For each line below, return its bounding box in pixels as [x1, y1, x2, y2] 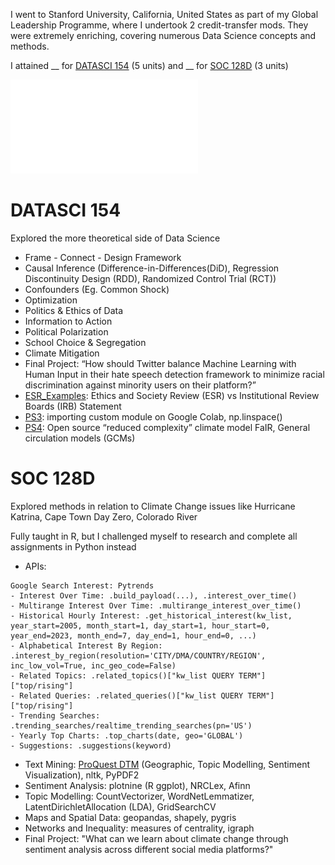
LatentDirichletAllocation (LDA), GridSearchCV [24, 800, 217, 813]
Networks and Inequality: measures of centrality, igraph [24, 822, 255, 834]
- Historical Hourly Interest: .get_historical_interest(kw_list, [10, 610, 293, 621]
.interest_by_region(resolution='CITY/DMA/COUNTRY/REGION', [10, 650, 267, 661]
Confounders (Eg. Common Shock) [24, 283, 170, 295]
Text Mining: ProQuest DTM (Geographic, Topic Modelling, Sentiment [24, 758, 311, 770]
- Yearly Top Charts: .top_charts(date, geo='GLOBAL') [10, 730, 244, 741]
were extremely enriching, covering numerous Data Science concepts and [10, 30, 317, 41]
